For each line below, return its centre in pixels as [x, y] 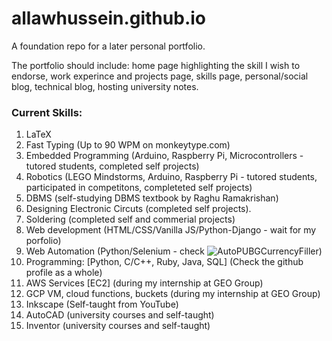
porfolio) [43, 241]
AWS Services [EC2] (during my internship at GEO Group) [144, 283]
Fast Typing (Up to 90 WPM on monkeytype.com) [128, 145]
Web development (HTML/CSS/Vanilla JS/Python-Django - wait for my [171, 230]
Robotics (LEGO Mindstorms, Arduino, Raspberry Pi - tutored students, [171, 177]
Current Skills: [47, 112]
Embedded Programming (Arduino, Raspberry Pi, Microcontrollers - [164, 156]
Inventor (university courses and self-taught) [118, 326]
